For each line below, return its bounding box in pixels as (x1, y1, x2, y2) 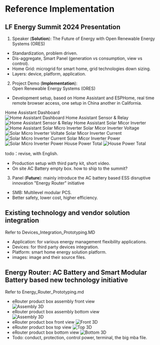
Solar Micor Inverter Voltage (83, 125, 140, 131)
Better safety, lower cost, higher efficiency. (12, 195, 98, 200)
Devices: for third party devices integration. (12, 244, 99, 250)
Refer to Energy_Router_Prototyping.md (5, 289, 84, 295)
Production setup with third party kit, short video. (12, 161, 111, 166)
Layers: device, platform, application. (12, 71, 86, 76)
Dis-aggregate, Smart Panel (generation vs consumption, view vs (12, 55, 143, 61)
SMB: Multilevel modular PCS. (12, 190, 72, 195)
